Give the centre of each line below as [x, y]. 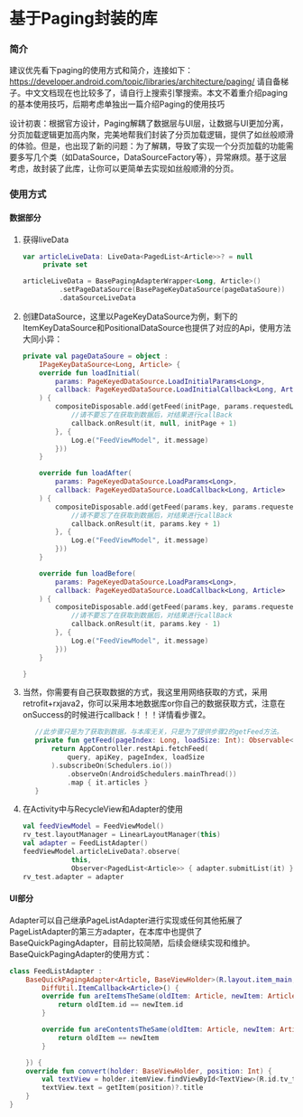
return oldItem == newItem [108, 1037]
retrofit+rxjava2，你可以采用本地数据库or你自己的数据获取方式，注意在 [154, 704]
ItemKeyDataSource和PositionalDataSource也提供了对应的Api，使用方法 [156, 327]
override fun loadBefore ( [88, 573]
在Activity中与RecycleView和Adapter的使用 [102, 809]
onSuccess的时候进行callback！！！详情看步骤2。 [116, 715]
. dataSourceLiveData [98, 298]
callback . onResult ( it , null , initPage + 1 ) [154, 423]
